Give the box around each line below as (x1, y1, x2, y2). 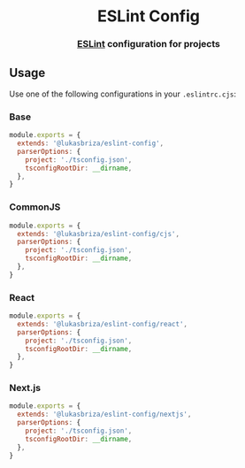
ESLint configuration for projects (76, 38, 221, 50)
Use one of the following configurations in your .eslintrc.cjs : (9, 88, 237, 99)
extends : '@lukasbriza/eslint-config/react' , (17, 319, 188, 328)
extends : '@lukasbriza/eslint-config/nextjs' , (17, 410, 192, 419)
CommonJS (9, 201, 61, 213)
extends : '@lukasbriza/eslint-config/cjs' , (17, 229, 180, 238)
